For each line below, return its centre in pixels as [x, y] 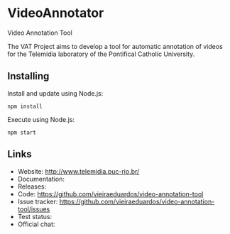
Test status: [34, 216]
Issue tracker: [38, 201]
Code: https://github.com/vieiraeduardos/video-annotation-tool [110, 194]
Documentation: [41, 179]
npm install [25, 106]
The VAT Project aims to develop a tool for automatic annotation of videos [115, 46]
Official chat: [36, 224]
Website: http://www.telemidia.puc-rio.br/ [78, 171]
